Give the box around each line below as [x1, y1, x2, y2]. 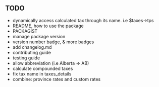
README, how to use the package [12, 23, 84, 29]
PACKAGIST [12, 28, 38, 34]
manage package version [12, 33, 66, 39]
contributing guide [12, 49, 51, 55]
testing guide [12, 55, 40, 61]
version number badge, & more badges [12, 39, 94, 45]
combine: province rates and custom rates [12, 76, 101, 82]
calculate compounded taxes [12, 65, 73, 71]
